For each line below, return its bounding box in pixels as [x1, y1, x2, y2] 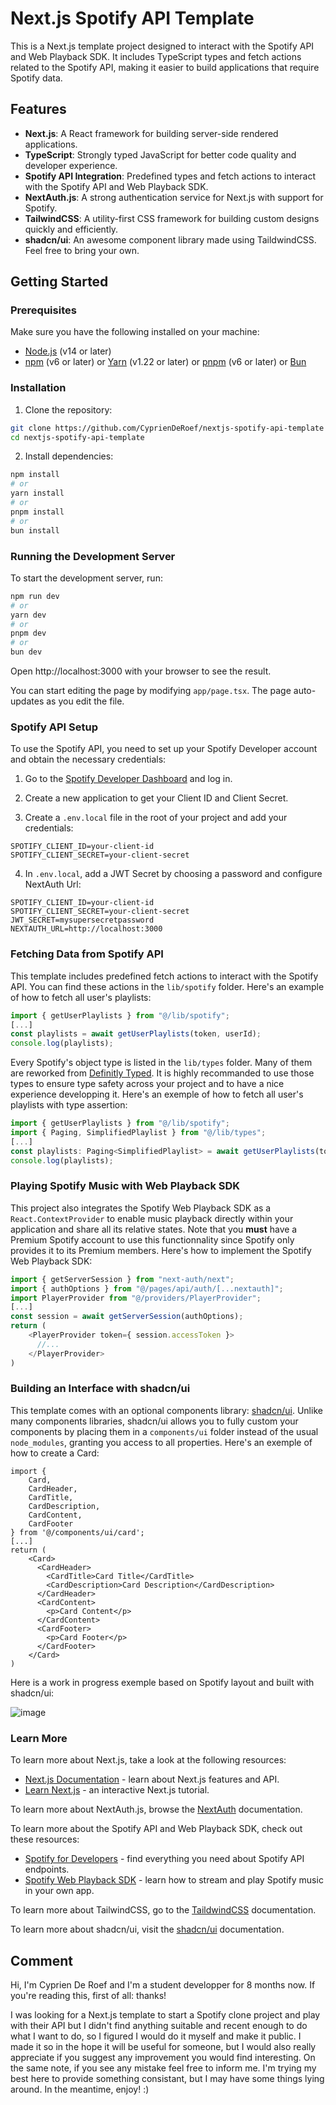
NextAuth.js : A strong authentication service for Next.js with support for [24, 191, 324, 203]
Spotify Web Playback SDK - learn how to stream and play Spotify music [24, 1874, 324, 1886]
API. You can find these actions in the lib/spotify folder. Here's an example [10, 980, 325, 992]
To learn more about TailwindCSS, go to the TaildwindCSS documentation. [10, 1904, 317, 1916]
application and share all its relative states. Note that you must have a [10, 1223, 298, 1235]
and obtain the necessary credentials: [10, 753, 167, 766]
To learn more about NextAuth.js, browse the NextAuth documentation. [10, 1803, 303, 1816]
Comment [10, 1952, 74, 1969]
